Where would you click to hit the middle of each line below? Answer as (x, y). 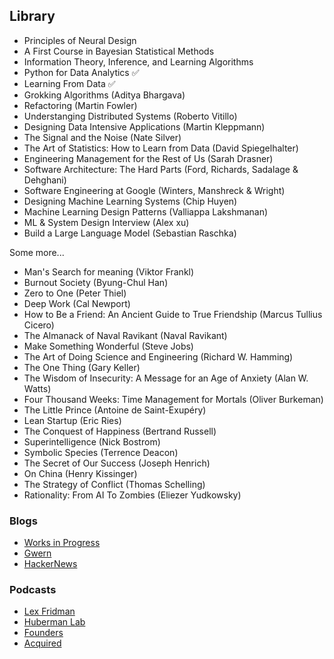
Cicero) (39, 325)
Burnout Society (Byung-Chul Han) (96, 282)
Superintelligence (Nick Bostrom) (92, 441)
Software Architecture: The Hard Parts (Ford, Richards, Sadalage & (161, 169)
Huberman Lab (54, 622)
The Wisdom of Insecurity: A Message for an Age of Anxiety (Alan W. (166, 378)
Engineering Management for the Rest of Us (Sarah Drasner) (148, 158)
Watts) (37, 388)
